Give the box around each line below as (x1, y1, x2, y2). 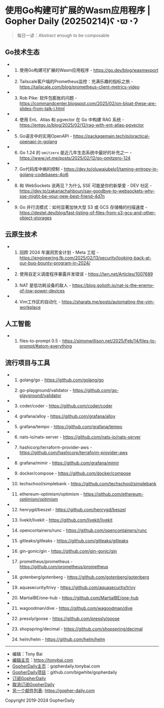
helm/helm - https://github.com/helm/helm (19, 636, 105, 643)
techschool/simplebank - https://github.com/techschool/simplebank (19, 481, 157, 487)
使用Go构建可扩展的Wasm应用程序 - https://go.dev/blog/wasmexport (19, 67, 159, 73)
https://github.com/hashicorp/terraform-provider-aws (19, 450, 128, 456)
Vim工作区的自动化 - (19, 299, 61, 305)
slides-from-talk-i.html (19, 105, 65, 111)
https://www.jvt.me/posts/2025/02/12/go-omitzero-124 (19, 155, 131, 161)
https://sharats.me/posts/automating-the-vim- (61, 299, 155, 305)
